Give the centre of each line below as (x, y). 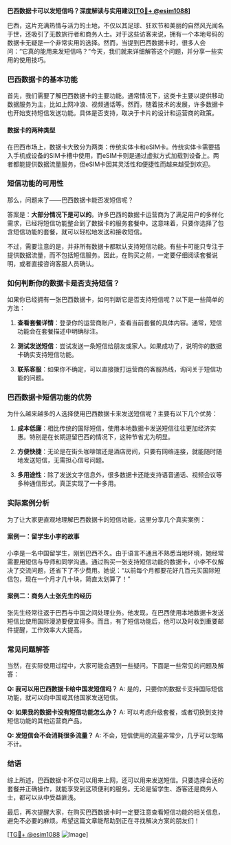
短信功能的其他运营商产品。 (46, 721)
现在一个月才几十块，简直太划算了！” (78, 579)
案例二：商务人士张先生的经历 (49, 596)
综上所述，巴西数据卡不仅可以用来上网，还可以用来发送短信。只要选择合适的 (115, 780)
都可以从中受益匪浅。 (49, 797)
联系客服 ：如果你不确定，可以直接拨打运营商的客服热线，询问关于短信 (117, 369)
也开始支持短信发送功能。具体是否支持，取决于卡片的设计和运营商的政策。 (112, 113)
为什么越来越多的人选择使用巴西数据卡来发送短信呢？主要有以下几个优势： (112, 414)
